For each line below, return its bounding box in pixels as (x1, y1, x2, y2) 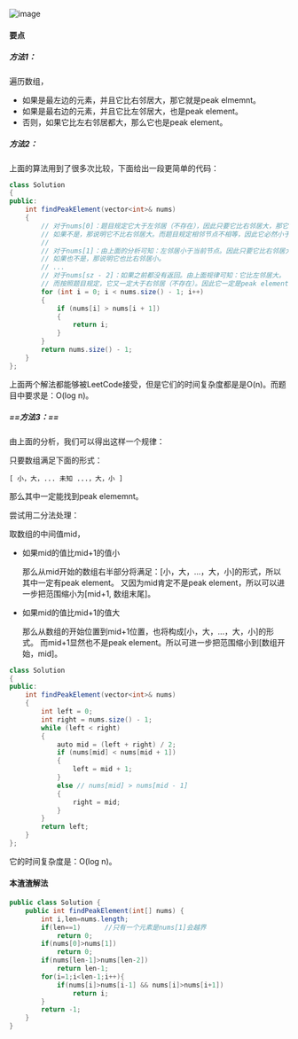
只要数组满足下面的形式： (9, 455, 103, 465)
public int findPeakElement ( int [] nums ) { (25, 906, 184, 915)
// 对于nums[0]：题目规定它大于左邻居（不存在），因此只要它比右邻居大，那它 (41, 222, 289, 230)
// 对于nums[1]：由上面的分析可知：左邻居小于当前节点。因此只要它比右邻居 (41, 246, 286, 255)
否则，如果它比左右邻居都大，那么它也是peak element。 (21, 116, 228, 128)
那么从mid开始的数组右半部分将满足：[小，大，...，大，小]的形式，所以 (21, 566, 282, 576)
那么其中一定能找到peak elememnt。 (9, 490, 144, 501)
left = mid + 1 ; (72, 765, 133, 774)
